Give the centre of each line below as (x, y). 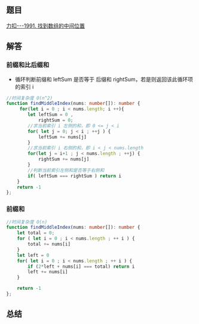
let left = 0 (33, 255)
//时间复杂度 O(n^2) (29, 98)
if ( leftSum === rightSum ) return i (74, 176)
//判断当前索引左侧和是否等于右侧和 (66, 170)
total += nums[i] (49, 244)
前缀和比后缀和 (28, 65)
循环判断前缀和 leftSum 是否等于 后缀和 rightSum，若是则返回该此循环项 (104, 79)
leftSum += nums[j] (62, 137)
